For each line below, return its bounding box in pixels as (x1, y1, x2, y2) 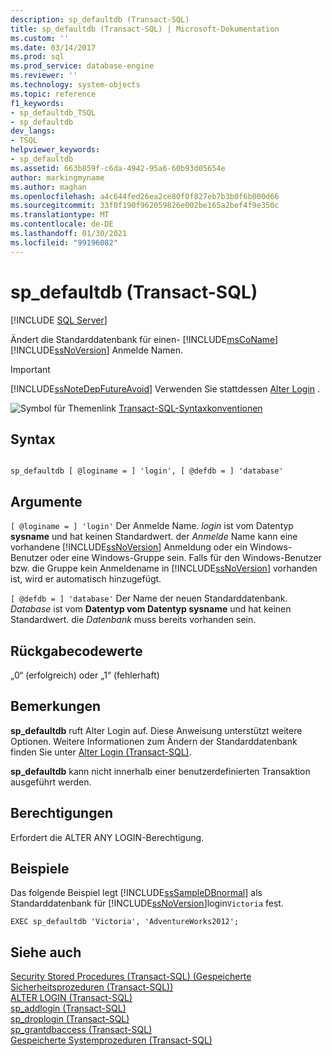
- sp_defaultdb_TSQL (10, 107, 97, 118)
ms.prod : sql (10, 52, 65, 62)
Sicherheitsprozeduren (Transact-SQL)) (10, 981, 174, 993)
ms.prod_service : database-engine (10, 61, 155, 71)
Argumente (10, 493, 83, 510)
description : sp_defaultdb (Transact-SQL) (10, 14, 190, 25)
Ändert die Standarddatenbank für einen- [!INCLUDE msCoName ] (10, 333, 279, 345)
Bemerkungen (10, 698, 102, 715)
